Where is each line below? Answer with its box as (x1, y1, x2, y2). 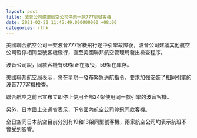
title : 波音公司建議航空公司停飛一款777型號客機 (6, 14, 112, 20)
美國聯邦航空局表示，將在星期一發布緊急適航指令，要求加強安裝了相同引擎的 (6, 74, 192, 81)
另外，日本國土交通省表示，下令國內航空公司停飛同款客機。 (6, 106, 151, 113)
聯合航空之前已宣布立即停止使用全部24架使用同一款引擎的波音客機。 (6, 94, 172, 101)
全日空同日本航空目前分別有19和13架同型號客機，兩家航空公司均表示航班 (6, 118, 182, 126)
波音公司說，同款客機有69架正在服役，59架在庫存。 (6, 61, 132, 68)
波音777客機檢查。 (6, 81, 52, 88)
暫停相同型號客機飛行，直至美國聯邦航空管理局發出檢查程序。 (16, 49, 166, 56)
